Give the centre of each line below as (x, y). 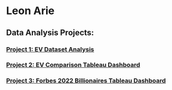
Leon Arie (30, 11)
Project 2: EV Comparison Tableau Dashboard (73, 65)
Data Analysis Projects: (50, 33)
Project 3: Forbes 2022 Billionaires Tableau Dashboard (86, 81)
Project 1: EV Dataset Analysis (50, 49)
